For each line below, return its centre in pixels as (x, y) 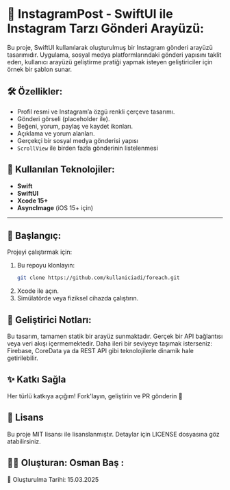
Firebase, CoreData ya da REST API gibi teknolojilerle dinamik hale (100, 351)
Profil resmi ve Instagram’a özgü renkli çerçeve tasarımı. (96, 112)
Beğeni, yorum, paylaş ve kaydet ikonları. (75, 126)
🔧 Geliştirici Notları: (49, 320)
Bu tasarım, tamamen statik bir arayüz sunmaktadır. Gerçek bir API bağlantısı (115, 336)
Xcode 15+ (33, 201)
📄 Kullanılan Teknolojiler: (61, 169)
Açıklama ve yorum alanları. (56, 133)
